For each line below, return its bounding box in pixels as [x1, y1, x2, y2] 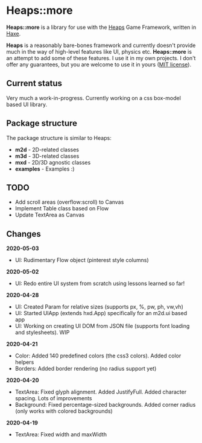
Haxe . [6, 30, 21, 37]
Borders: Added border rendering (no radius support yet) [14, 365, 157, 372]
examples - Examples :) [14, 165, 75, 172]
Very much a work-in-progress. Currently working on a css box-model [6, 94, 181, 101]
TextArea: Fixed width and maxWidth [14, 431, 107, 438]
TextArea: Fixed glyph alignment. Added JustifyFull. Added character [14, 388, 187, 395]
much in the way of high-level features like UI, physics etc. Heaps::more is [6, 48, 192, 55]
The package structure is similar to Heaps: [6, 134, 112, 142]
